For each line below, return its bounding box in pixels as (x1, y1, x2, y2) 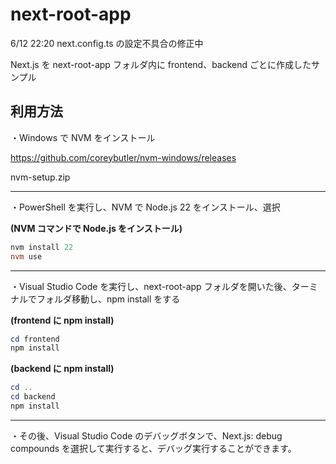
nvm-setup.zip (10, 171, 71, 183)
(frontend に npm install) (10, 314, 115, 326)
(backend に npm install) (10, 363, 115, 375)
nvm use (10, 251, 43, 262)
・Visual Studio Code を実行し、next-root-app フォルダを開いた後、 (10, 280, 292, 292)
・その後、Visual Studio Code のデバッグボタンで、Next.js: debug (10, 429, 283, 442)
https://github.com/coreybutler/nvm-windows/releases (10, 151, 237, 163)
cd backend (10, 392, 56, 402)
